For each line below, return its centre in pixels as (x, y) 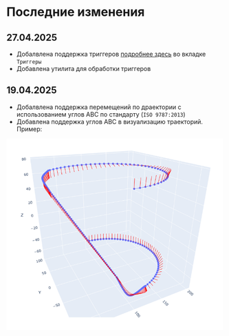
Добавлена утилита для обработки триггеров (84, 69)
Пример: (29, 129)
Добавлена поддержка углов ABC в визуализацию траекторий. (110, 121)
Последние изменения (76, 12)
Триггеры (29, 62)
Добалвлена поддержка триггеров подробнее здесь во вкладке (111, 54)
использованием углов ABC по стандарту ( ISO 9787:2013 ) (101, 114)
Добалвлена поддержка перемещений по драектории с (99, 107)
